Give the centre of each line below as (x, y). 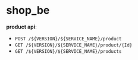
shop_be (28, 10)
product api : (21, 27)
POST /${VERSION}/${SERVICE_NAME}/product (68, 39)
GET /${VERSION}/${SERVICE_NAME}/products (68, 51)
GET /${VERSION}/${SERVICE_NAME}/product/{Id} (73, 45)
